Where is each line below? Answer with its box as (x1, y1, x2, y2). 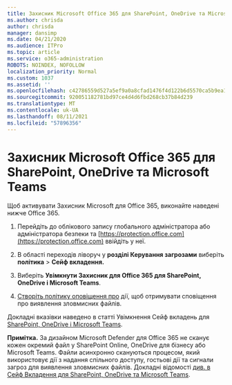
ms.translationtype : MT (7, 100, 76, 107)
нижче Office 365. (7, 209, 60, 217)
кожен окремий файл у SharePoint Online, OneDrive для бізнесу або (7, 341, 206, 350)
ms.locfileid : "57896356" (7, 119, 81, 127)
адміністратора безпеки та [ (17, 230, 101, 238)
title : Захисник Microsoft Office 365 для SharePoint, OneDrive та (7, 10, 206, 17)
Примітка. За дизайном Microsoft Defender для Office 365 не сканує (7, 334, 210, 342)
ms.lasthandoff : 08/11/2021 (7, 113, 88, 120)
